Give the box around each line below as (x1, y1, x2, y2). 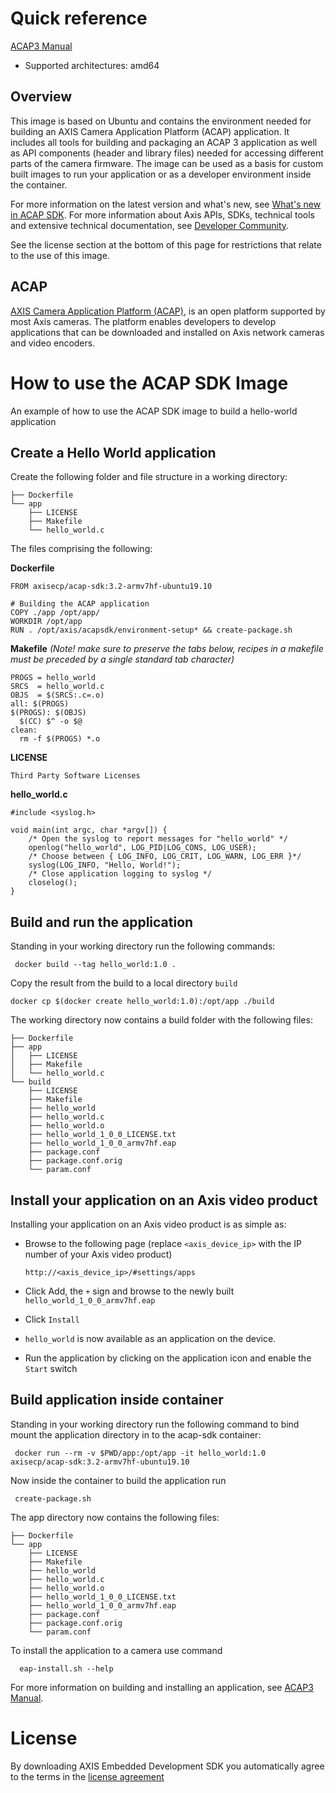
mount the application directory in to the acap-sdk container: (10, 1428, 262, 1441)
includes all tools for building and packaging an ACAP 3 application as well (10, 136, 318, 148)
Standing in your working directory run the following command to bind (10, 1418, 300, 1430)
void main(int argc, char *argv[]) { (10, 825, 168, 836)
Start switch (24, 1362, 78, 1374)
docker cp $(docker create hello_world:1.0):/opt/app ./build (10, 997, 275, 1007)
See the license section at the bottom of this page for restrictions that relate (10, 238, 322, 251)
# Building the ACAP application (10, 599, 150, 609)
